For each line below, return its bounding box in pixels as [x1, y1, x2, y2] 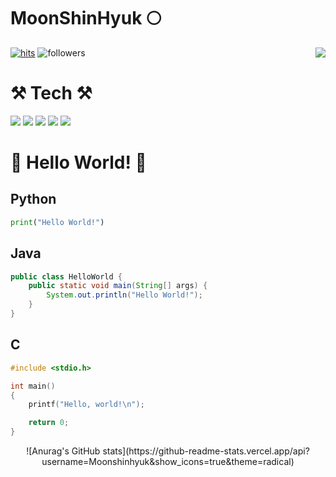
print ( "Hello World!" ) [10, 217, 105, 227]
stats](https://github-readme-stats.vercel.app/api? [102, 445, 310, 457]
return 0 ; [28, 418, 70, 428]
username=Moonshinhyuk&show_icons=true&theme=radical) [41, 456, 295, 467]
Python [10, 191, 57, 208]
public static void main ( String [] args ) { [28, 281, 208, 291]
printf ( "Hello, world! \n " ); [28, 400, 145, 410]
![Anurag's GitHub [26, 445, 101, 457]
